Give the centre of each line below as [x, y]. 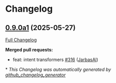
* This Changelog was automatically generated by [58, 70]
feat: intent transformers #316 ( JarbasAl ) [55, 60]
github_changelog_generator [36, 75]
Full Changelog [21, 40]
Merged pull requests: [29, 50]
